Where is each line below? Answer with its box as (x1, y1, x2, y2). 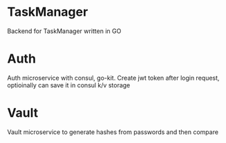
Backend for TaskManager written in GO (7, 27, 122, 35)
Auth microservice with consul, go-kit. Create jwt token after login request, (7, 74, 220, 82)
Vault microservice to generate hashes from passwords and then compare (7, 128, 219, 136)
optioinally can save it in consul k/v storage (7, 80, 131, 89)
